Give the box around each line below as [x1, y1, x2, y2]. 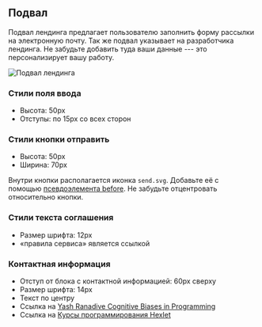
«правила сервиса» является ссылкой [19, 238, 150, 248]
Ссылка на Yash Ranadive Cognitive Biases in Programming [19, 302, 216, 311]
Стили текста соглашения [8, 212, 114, 223]
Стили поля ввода [8, 87, 82, 98]
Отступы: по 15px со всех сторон [19, 114, 131, 124]
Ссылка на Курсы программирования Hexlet [19, 310, 172, 319]
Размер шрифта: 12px [19, 230, 93, 240]
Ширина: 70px [19, 160, 67, 169]
